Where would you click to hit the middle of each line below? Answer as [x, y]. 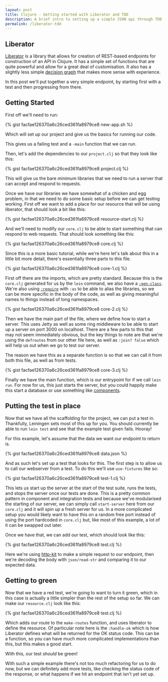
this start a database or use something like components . [63, 390]
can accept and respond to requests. [43, 184]
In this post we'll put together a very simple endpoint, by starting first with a [83, 82]
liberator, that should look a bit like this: [45, 209]
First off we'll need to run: [32, 115]
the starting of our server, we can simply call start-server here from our [80, 504]
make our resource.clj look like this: [43, 603]
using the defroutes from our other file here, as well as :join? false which [82, 340]
